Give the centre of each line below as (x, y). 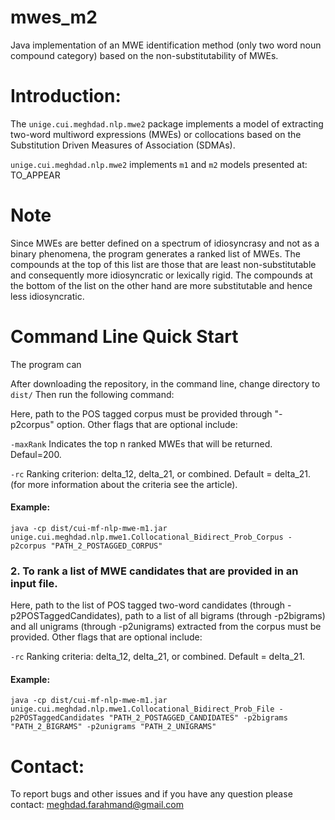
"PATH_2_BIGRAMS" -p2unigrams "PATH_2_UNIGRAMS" (113, 727)
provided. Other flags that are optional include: (106, 637)
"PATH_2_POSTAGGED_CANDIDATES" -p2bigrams (198, 718)
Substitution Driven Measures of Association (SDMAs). (123, 145)
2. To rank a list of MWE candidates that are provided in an (154, 571)
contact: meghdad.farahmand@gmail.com (97, 805)
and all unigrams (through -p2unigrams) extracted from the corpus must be (166, 627)
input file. (34, 583)
